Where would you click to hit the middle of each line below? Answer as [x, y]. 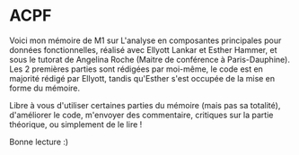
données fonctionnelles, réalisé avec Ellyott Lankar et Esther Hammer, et [143, 49]
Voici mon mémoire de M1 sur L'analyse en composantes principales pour [145, 40]
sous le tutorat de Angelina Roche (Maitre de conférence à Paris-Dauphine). [149, 59]
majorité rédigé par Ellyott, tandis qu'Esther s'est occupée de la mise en [142, 78]
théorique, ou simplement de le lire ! [76, 124]
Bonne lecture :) [39, 142]
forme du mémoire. [45, 88]
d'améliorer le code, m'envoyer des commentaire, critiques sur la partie [141, 115]
